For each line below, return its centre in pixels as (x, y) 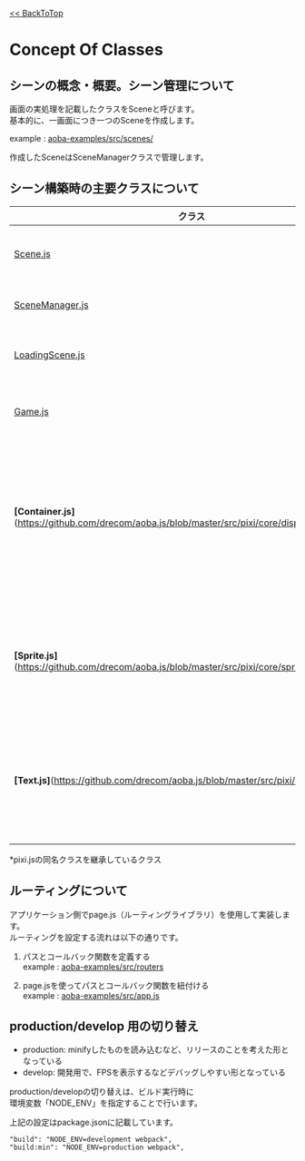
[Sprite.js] (36, 655)
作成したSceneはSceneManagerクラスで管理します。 (109, 157)
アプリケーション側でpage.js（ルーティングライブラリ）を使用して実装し (146, 914)
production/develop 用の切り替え (104, 1026)
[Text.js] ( (34, 780)
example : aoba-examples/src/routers (93, 967)
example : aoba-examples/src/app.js (91, 995)
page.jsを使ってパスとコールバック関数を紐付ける (116, 985)
